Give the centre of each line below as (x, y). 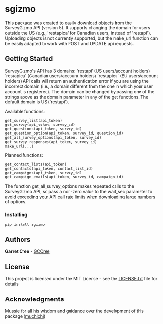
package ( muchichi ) (25, 316)
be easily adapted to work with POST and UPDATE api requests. (70, 43)
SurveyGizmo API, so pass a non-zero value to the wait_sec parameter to (79, 191)
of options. (16, 201)
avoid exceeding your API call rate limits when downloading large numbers (80, 197)
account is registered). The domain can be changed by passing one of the (80, 91)
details (12, 284)
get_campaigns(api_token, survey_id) (44, 173)
